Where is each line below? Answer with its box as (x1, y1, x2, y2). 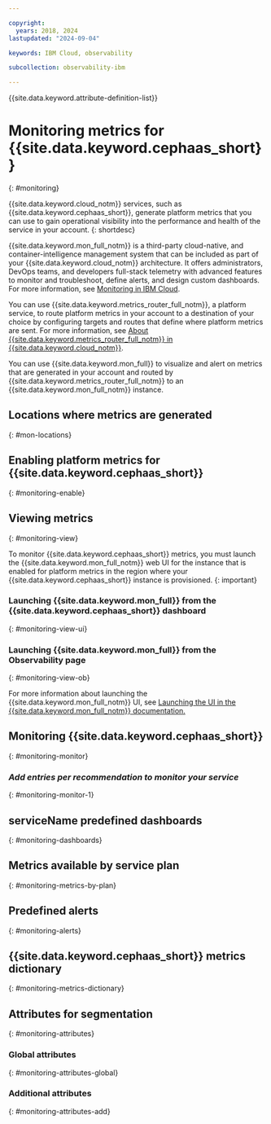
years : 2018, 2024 (15, 26, 79, 35)
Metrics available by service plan (8, 858, 180, 872)
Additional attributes (8, 1088, 92, 1100)
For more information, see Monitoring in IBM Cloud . (8, 284, 181, 294)
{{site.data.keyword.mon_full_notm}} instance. (8, 384, 164, 395)
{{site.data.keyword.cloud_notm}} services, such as (8, 199, 182, 209)
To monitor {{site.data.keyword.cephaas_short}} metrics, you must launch (8, 549, 256, 559)
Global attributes (8, 1049, 76, 1060)
